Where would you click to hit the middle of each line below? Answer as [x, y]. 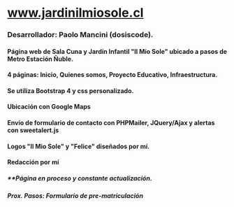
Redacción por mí [33, 162]
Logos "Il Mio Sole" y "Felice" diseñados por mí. [79, 146]
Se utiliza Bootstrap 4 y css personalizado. [71, 91]
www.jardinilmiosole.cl [75, 13]
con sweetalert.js [33, 130]
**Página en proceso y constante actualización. [80, 178]
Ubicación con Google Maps [49, 107]
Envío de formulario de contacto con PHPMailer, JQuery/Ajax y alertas [111, 123]
